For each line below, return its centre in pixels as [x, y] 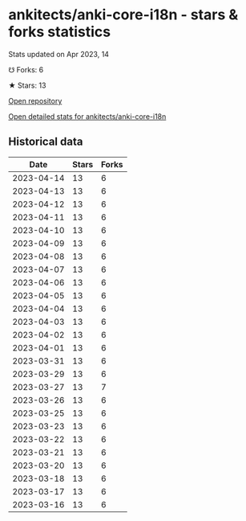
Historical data [46, 142]
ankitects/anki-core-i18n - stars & [123, 15]
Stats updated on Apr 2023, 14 [59, 54]
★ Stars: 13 [27, 85]
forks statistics [59, 32]
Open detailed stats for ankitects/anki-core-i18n [87, 116]
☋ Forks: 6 [26, 69]
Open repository [35, 101]
